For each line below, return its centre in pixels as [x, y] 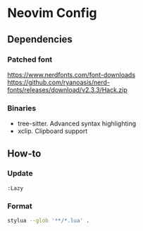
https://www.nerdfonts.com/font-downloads [71, 74]
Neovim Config [52, 13]
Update [20, 174]
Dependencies [40, 39]
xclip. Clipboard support [52, 131]
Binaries [22, 108]
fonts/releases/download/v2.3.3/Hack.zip [68, 89]
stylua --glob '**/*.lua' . [49, 221]
